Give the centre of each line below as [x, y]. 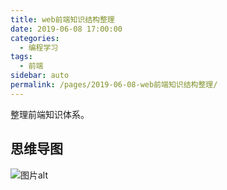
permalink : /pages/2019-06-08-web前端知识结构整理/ [114, 85]
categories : [35, 38]
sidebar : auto [40, 76]
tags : [21, 57]
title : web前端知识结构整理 [62, 19]
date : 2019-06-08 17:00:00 [66, 29]
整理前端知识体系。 [50, 114]
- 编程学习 [39, 47]
